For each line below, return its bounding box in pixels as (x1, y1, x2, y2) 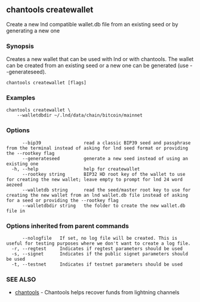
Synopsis (6, 42, 34, 50)
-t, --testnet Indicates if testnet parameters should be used (11, 261, 183, 267)
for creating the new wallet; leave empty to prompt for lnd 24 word (6, 176, 183, 182)
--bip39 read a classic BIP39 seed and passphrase (21, 140, 191, 146)
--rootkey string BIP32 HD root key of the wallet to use (21, 171, 186, 177)
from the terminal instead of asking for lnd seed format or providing (6, 145, 188, 151)
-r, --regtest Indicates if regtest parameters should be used (11, 246, 183, 252)
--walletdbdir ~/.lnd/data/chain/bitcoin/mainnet (17, 112, 143, 118)
